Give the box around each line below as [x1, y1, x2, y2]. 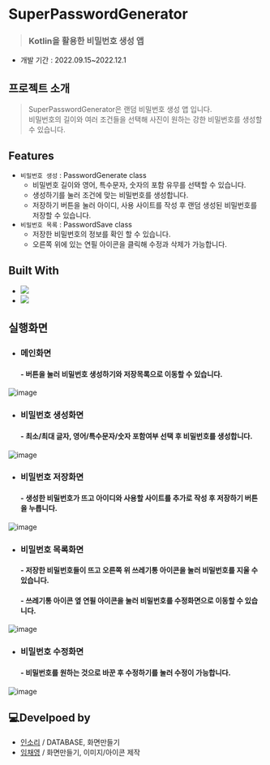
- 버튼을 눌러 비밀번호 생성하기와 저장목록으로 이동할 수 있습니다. [19, 369, 223, 378]
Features [8, 149, 54, 162]
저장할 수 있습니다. [32, 210, 92, 220]
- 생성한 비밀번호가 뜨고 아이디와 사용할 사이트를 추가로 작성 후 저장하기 [19, 493, 243, 504]
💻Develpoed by [8, 711, 91, 724]
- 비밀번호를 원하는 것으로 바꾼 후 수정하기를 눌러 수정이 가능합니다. [19, 668, 231, 677]
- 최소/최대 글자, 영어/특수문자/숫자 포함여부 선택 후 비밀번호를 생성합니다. [19, 431, 253, 441]
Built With [8, 263, 59, 277]
